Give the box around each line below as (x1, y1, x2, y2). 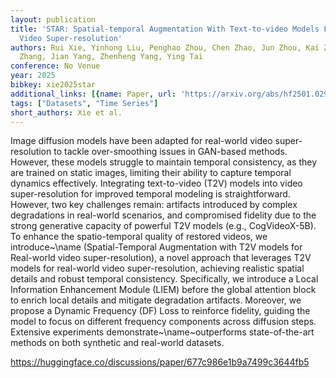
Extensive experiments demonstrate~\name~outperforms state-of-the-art (10, 326, 315, 338)
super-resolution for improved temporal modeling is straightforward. (10, 188, 291, 200)
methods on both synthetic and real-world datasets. (10, 337, 225, 349)
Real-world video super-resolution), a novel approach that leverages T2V (10, 252, 312, 264)
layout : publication (10, 14, 97, 25)
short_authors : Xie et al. (10, 107, 123, 118)
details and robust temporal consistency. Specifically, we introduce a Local (10, 273, 319, 285)
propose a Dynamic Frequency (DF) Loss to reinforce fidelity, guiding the (10, 305, 311, 317)
